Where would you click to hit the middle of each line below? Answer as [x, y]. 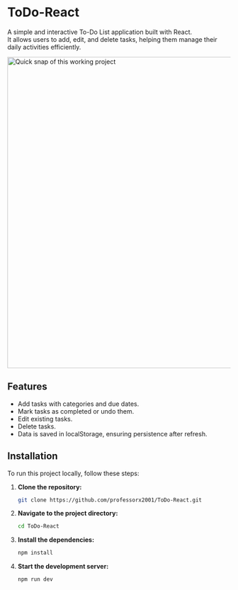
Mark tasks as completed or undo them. [76, 411]
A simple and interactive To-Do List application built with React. [100, 32]
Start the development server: [63, 567]
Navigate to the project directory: [68, 514]
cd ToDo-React [38, 526]
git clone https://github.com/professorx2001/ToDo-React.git [110, 500]
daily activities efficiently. [44, 47]
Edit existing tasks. [45, 419]
